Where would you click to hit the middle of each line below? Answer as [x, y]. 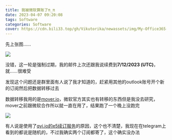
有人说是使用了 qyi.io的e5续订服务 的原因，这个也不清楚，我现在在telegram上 [86, 126]
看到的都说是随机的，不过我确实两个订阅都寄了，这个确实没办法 [72, 132]
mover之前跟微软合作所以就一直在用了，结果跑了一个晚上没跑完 [72, 106]
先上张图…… [18, 44]
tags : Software [21, 19]
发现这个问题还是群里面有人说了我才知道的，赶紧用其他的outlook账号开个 [83, 82]
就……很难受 [18, 71]
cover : [12, 29]
